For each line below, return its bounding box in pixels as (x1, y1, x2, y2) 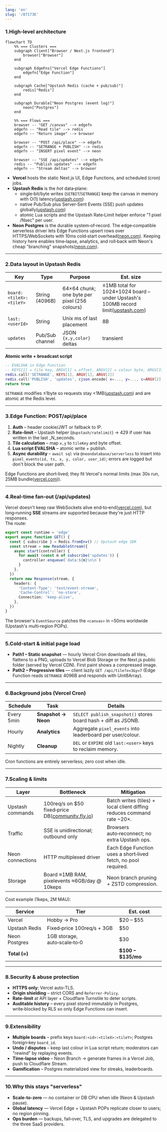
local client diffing (106, 803, 149, 810)
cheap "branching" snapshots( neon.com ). (12, 244, 99, 250)
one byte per (62, 291, 92, 298)
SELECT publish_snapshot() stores (73, 711, 153, 718)
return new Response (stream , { (9, 576, 75, 581)
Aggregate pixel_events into (73, 725, 140, 732)
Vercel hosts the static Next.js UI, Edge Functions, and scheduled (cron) (12, 175, 161, 181)
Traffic (7, 830, 23, 837)
